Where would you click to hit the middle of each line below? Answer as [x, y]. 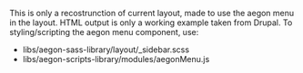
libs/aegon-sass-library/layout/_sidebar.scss [106, 50]
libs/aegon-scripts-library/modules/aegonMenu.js [116, 59]
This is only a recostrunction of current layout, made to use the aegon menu [152, 13]
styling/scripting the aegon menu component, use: [104, 32]
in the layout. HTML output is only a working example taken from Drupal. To [151, 23]
